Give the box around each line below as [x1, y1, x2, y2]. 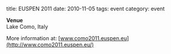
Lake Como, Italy [6, 23, 48, 30]
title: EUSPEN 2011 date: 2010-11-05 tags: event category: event [6, 5, 165, 12]
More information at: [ [6, 35, 60, 41]
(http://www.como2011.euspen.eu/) [6, 41, 94, 48]
